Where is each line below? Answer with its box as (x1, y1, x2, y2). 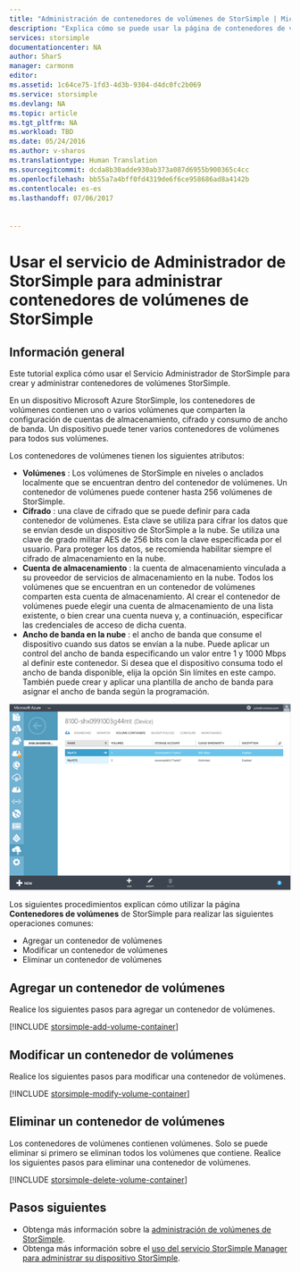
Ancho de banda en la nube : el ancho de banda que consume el (21, 629, 262, 639)
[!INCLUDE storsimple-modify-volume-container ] (9, 1088, 190, 1099)
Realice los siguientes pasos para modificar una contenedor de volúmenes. (9, 1071, 286, 1082)
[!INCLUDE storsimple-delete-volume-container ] (9, 1174, 187, 1184)
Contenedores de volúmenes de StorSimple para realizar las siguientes (9, 908, 274, 920)
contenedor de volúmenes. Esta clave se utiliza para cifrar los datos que (21, 515, 288, 526)
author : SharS (9, 52, 62, 62)
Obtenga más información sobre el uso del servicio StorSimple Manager (21, 1243, 287, 1253)
